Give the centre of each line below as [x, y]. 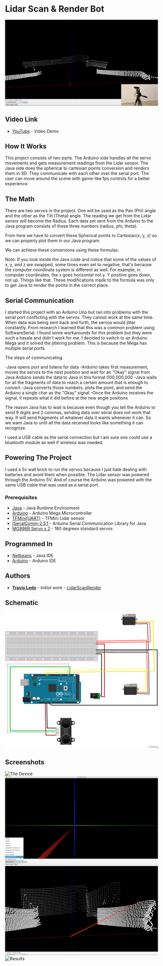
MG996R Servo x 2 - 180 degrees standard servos [62, 529]
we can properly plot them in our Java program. [53, 241]
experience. [17, 184]
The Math [20, 199]
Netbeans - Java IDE [33, 556]
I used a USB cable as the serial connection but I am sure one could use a [79, 437]
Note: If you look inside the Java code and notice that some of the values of [81, 259]
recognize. [16, 428]
